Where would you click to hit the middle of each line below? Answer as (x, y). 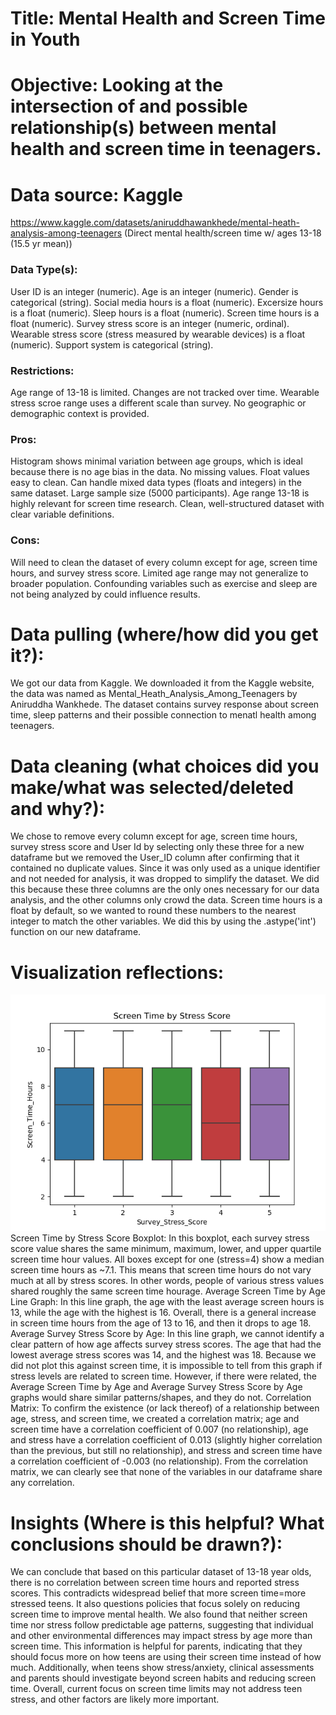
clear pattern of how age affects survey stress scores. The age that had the (166, 1344)
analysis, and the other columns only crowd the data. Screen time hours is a (166, 900)
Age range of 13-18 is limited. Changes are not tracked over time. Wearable (165, 392)
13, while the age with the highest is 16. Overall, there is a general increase (163, 1313)
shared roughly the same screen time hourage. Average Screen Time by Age (168, 1291)
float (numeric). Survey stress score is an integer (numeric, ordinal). (150, 323)
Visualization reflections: (117, 972)
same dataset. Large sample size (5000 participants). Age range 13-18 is (160, 493)
